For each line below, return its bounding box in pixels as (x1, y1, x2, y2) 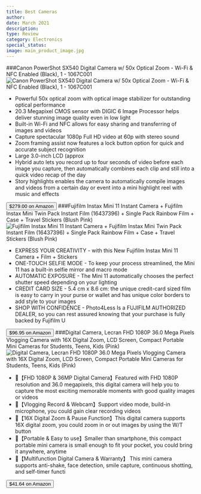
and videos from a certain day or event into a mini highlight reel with (14, 184, 183, 191)
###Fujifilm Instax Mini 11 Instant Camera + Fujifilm (57, 202, 183, 210)
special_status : (6, 43, 47, 49)
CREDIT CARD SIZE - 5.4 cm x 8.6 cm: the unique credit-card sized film (14, 285, 191, 292)
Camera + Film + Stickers (14, 253, 78, 260)
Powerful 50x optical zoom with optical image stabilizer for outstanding (14, 95, 191, 102)
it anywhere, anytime (14, 447, 67, 455)
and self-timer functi (14, 468, 66, 475)
